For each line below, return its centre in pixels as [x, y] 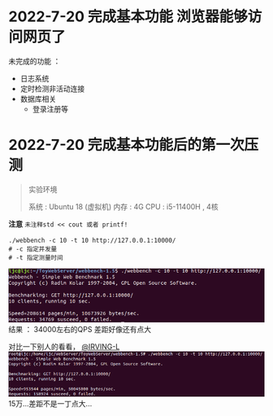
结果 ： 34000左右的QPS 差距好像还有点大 [80, 330]
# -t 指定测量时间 [36, 257]
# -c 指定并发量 [33, 249]
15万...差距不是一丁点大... [50, 404]
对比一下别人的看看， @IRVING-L [64, 347]
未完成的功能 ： [35, 61]
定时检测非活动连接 [52, 88]
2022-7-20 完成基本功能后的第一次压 [134, 145]
